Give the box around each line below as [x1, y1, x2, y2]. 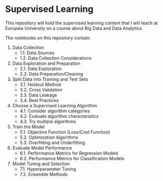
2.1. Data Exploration [19, 66, 62, 72]
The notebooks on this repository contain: [5, 35, 91, 41]
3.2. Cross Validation [19, 87, 63, 92]
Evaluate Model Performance [12, 145, 72, 151]
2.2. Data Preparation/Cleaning [19, 71, 83, 77]
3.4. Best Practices [19, 97, 59, 103]
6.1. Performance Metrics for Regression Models [19, 150, 118, 156]
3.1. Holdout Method [19, 81, 61, 88]
